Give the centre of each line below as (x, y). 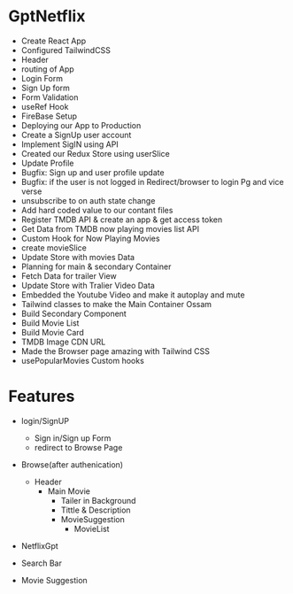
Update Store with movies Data (77, 257)
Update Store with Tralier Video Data (88, 285)
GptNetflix (47, 16)
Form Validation (50, 97)
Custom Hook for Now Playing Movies (90, 238)
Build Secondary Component (74, 313)
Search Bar (42, 563)
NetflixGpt (39, 545)
